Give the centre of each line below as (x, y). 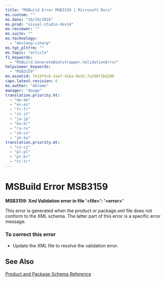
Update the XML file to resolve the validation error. (65, 245)
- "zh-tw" (20, 138)
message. (15, 221)
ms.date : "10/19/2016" (29, 19)
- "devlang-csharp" (30, 43)
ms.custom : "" (20, 15)
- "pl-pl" (20, 152)
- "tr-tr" (20, 161)
